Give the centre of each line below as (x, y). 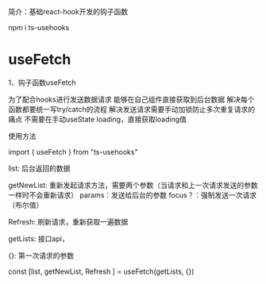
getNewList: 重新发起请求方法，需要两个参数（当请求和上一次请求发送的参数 (133, 185)
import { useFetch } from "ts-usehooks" (73, 152)
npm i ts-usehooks (39, 27)
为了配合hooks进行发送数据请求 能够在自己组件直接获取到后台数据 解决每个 (132, 99)
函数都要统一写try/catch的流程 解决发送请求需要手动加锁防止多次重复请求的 (132, 109)
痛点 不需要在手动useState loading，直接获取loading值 (98, 119)
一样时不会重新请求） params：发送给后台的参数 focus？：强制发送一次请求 (133, 195)
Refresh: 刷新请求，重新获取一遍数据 (68, 221)
